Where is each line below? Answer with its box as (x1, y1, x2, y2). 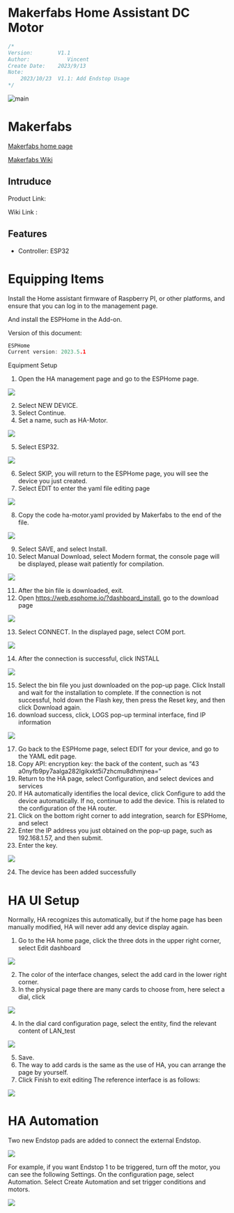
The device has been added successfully (17, 868, 136, 876)
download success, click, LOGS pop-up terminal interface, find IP (17, 711, 206, 719)
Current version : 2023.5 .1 (8, 348, 86, 355)
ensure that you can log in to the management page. (8, 302, 159, 310)
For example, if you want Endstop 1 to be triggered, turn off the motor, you (8, 1163, 221, 1171)
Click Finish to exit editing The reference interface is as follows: (17, 1075, 201, 1084)
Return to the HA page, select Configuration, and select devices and (17, 774, 214, 783)
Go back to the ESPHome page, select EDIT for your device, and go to (17, 745, 219, 753)
